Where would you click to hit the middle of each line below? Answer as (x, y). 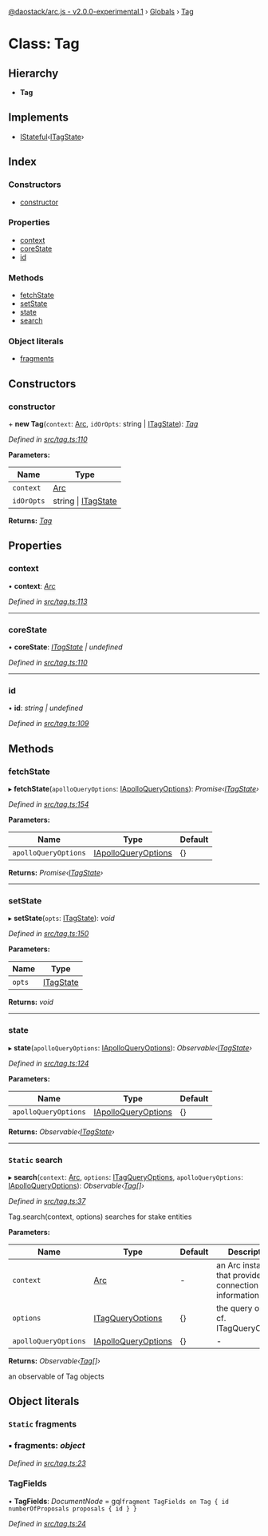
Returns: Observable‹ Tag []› (55, 1360)
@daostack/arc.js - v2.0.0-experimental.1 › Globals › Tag (101, 12)
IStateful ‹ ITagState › (52, 137)
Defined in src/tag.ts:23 (47, 1463)
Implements (39, 118)
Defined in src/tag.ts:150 (49, 934)
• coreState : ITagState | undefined (65, 647)
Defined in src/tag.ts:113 (48, 601)
